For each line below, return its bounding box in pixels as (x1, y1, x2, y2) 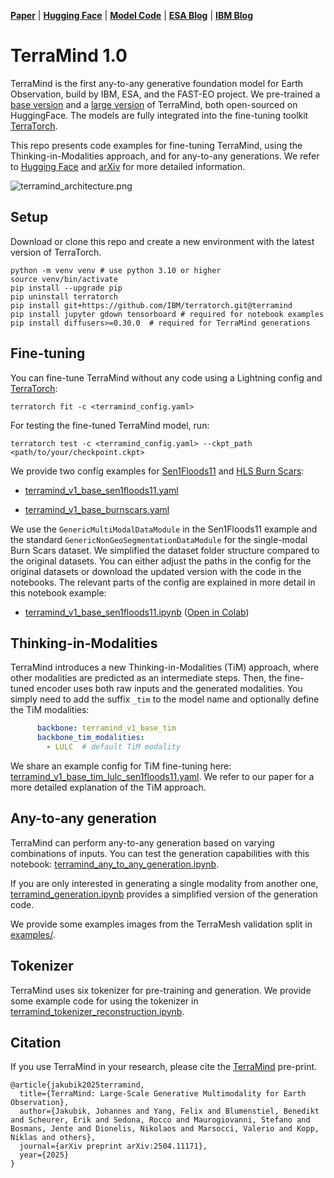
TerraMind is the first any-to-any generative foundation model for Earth (10, 77, 304, 89)
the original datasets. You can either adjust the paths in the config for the (10, 555, 312, 567)
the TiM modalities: (10, 704, 90, 716)
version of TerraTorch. (10, 246, 102, 258)
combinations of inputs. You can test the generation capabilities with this (10, 847, 310, 859)
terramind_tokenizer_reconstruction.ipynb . (10, 1005, 185, 1017)
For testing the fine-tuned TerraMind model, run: (10, 419, 210, 431)
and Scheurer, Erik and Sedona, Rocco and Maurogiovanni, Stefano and (10, 1115, 311, 1125)
